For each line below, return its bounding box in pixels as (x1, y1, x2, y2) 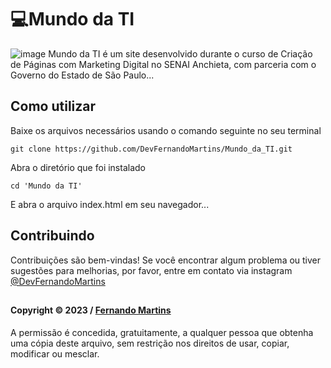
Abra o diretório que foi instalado (10, 161, 146, 173)
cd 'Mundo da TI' (10, 181, 83, 191)
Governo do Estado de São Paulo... (10, 69, 155, 81)
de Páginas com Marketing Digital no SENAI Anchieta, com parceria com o (10, 58, 317, 70)
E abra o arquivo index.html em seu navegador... (10, 198, 210, 210)
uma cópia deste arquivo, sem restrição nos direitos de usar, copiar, (10, 337, 290, 349)
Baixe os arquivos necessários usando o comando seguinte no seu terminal (10, 124, 322, 136)
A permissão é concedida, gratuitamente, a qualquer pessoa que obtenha (10, 326, 314, 338)
